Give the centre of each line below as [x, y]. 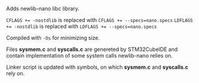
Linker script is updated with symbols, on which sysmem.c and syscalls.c [97, 67]
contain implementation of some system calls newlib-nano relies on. [89, 55]
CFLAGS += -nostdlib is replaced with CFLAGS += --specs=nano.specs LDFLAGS [99, 20]
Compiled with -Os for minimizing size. [53, 38]
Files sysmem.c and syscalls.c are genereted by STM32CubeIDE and [92, 49]
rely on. [15, 73]
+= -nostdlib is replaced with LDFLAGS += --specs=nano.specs [82, 26]
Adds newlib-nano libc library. [43, 9]
